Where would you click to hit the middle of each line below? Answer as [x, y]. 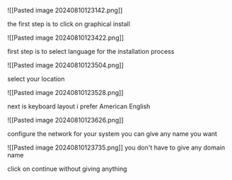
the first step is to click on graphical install [69, 24]
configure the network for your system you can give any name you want [112, 134]
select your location [36, 79]
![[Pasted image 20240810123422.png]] [66, 38]
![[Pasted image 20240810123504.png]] [65, 65]
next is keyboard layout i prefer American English [79, 106]
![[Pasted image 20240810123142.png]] [65, 10]
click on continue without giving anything [67, 169]
